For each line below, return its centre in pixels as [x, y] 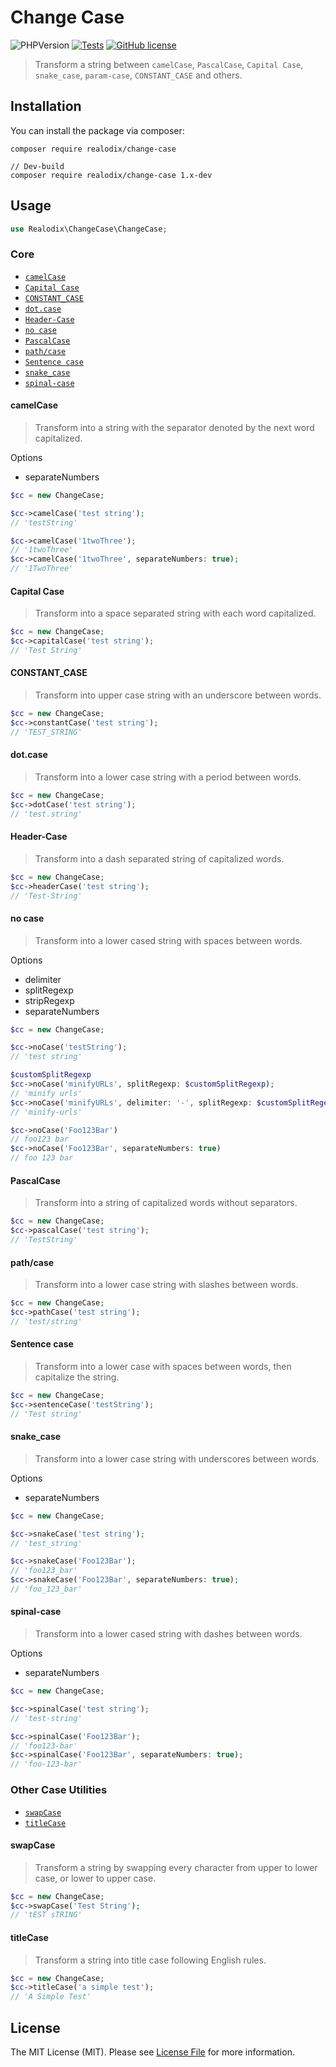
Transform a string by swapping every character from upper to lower [176, 1867]
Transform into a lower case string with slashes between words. [166, 1285]
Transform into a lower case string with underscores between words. [177, 1458]
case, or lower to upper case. [95, 1878]
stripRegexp [49, 1000]
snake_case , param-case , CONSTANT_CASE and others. [138, 75]
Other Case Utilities [59, 1790]
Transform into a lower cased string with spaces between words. [168, 940]
